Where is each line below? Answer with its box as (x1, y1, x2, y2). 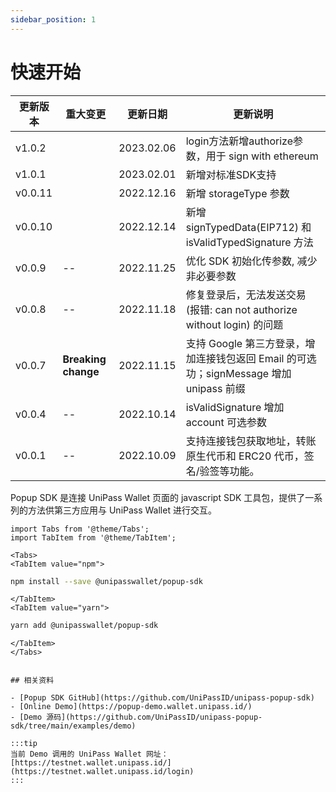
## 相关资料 (10, 676, 55, 686)
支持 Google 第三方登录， (185, 336, 306, 350)
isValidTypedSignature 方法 (185, 235, 314, 249)
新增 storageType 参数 (185, 186, 290, 200)
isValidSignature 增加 (185, 400, 285, 414)
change (62, 364, 100, 378)
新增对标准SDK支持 (185, 167, 277, 181)
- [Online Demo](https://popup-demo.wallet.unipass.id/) (10, 702, 253, 712)
